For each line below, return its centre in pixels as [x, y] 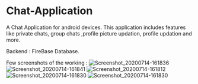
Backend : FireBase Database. [43, 51]
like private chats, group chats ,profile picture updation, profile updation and [99, 33]
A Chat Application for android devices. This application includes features [96, 27]
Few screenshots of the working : [47, 63]
